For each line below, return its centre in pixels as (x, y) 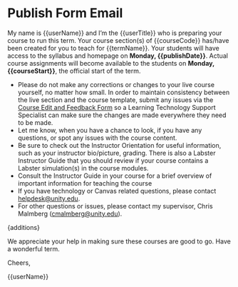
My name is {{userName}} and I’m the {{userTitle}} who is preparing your (115, 33)
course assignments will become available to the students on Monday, (111, 63)
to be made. (35, 122)
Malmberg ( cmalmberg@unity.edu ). (70, 213)
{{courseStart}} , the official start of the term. (74, 71)
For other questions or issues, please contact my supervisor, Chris (115, 206)
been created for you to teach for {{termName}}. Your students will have (113, 48)
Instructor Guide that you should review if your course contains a (113, 160)
